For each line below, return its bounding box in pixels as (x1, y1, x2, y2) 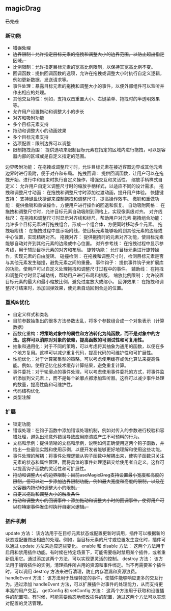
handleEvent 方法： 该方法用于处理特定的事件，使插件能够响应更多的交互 (5, 575, 159, 580)
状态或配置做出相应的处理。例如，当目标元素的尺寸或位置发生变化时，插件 (5, 537, 161, 542)
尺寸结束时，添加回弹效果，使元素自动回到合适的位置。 (9, 285, 126, 291)
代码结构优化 (12, 388, 40, 394)
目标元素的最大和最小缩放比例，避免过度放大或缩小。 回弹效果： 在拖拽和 (5, 279, 159, 285)
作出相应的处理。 (12, 89, 49, 96)
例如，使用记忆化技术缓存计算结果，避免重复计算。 (21, 362, 129, 368)
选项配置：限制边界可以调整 (12, 140, 71, 147)
